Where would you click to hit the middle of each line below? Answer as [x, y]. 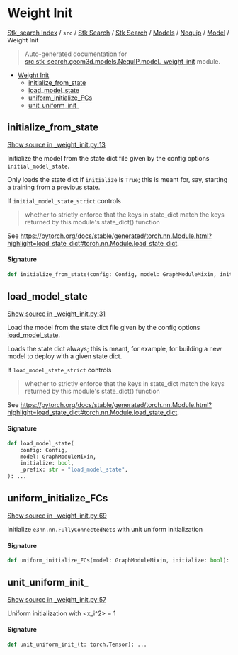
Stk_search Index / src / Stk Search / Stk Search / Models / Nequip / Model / [119, 33]
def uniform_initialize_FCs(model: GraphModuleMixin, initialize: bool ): [119, 561]
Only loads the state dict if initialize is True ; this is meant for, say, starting [118, 179]
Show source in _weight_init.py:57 [57, 599]
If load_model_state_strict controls [59, 370]
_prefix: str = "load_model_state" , [74, 470]
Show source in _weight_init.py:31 [57, 314]
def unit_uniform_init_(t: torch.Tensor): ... [77, 644]
